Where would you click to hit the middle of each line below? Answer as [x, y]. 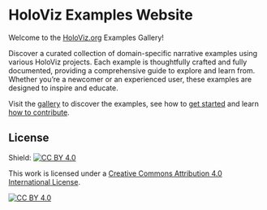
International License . [45, 182]
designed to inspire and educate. [64, 88]
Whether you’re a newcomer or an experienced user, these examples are [130, 79]
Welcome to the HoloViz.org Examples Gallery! [86, 37]
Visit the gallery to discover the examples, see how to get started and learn [134, 103]
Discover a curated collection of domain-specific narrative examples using [133, 53]
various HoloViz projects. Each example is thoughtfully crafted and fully [128, 62]
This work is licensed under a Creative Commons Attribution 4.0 [116, 173]
